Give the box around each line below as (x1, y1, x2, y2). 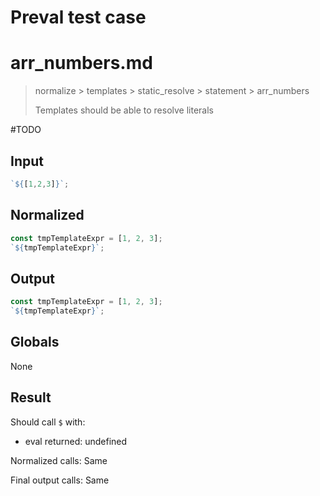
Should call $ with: (10, 416, 86, 428)
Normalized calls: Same (10, 454, 108, 466)
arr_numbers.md (10, 52, 153, 75)
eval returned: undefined (24, 435, 128, 447)
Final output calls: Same (10, 474, 110, 486)
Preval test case (10, 6, 147, 29)
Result (10, 389, 52, 406)
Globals (10, 334, 60, 351)
